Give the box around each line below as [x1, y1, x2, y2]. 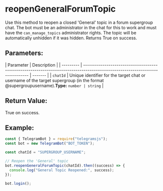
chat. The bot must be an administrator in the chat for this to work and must [5, 24, 157, 30]
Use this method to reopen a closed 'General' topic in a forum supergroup [5, 19, 153, 25]
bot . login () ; [5, 181, 32, 186]
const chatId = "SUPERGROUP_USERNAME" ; [5, 150, 86, 155]
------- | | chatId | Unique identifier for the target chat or [32, 72, 146, 78]
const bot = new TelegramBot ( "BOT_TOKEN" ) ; [5, 141, 95, 146]
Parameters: [5, 49, 43, 57]
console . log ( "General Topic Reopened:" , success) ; [9, 168, 114, 173]
